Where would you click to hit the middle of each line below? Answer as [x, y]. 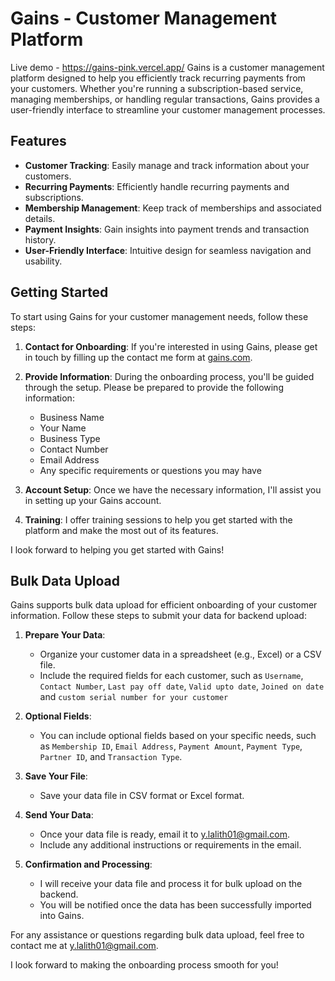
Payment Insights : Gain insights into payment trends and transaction [167, 229]
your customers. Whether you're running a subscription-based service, [157, 88]
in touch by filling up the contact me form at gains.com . [138, 357]
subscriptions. [54, 197]
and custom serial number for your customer [134, 697]
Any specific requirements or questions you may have [150, 470]
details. [40, 218]
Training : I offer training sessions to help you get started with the [158, 519]
